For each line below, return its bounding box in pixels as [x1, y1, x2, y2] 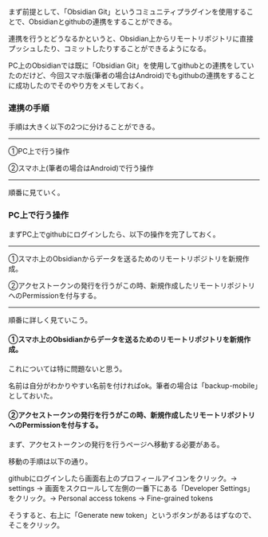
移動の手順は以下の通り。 [8, 457, 93, 466]
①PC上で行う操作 [8, 147, 70, 156]
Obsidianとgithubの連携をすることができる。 [29, 17, 177, 26]
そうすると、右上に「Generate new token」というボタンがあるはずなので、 [8, 511, 256, 519]
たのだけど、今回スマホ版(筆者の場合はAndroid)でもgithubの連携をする [8, 71, 242, 80]
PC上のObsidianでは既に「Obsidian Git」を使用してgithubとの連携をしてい [8, 61, 254, 70]
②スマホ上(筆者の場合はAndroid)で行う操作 [8, 163, 154, 173]
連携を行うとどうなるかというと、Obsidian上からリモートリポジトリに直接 [8, 34, 254, 43]
